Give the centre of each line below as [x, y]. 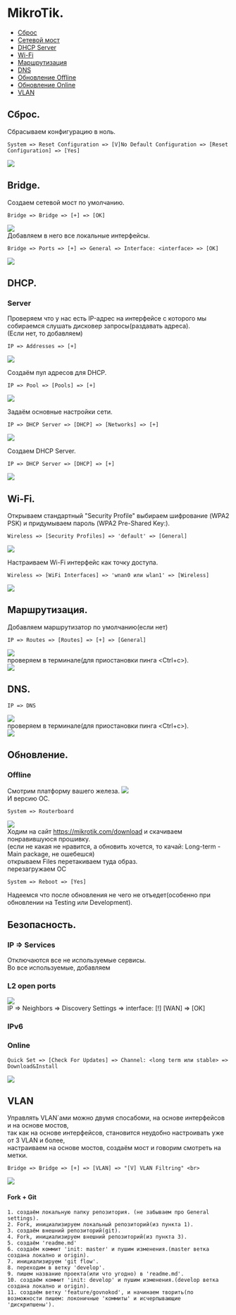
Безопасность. [42, 925]
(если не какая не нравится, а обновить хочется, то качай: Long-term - [114, 846]
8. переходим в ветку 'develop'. [56, 1267]
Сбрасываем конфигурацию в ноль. [62, 131]
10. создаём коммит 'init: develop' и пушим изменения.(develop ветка [113, 1280]
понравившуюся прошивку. [49, 839]
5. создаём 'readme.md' [42, 1243]
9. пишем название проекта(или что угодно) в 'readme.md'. [96, 1273]
